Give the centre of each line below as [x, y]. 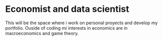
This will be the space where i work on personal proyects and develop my [81, 23]
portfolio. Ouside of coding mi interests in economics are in [66, 28]
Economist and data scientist [67, 9]
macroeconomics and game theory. [42, 33]
